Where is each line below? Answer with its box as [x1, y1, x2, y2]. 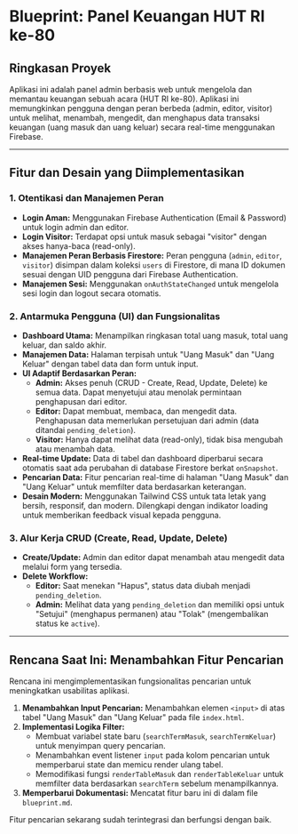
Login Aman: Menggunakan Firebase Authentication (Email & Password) [21, 212, 286, 223]
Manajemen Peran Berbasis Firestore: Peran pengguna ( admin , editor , [21, 250, 282, 261]
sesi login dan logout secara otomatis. [21, 287, 161, 299]
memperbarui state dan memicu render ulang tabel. [35, 759, 223, 770]
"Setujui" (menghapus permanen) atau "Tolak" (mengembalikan [35, 609, 269, 620]
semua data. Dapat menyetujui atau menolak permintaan [35, 387, 242, 397]
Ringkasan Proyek [9, 60, 112, 76]
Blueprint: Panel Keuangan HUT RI [9, 6, 265, 27]
